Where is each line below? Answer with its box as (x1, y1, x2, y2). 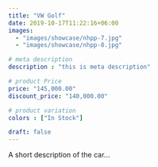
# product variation (8, 107, 77, 115)
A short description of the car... (8, 150, 110, 160)
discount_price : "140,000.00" (8, 92, 109, 100)
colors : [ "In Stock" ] (8, 114, 83, 122)
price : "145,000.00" (8, 84, 77, 92)
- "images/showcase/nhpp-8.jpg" (15, 41, 123, 49)
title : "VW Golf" (8, 11, 66, 20)
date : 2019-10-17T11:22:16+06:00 (8, 19, 119, 27)
